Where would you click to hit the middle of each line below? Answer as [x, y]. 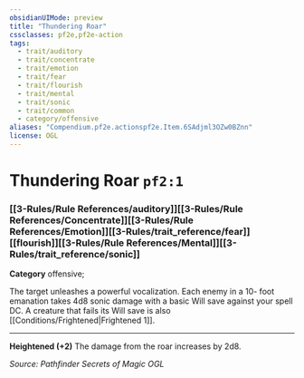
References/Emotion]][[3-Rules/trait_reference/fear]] [130, 231]
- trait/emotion [48, 69]
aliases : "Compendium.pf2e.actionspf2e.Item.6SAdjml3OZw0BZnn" [131, 128]
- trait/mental [46, 93]
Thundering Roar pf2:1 [96, 181]
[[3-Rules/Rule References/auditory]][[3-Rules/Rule [127, 208]
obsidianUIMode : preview [56, 18]
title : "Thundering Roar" [58, 26]
